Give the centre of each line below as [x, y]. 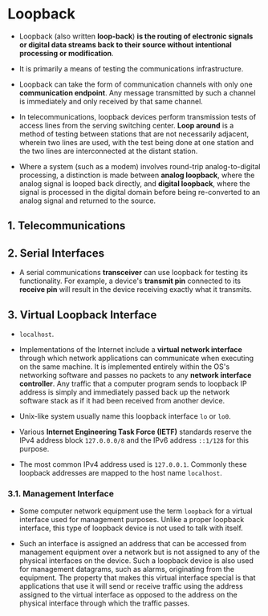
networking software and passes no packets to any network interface [135, 375]
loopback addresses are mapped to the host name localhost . [120, 472]
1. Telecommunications [67, 226]
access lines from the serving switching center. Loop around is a [126, 125]
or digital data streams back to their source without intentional [125, 44]
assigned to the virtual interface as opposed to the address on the [128, 595]
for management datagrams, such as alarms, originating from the [126, 569]
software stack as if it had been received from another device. [122, 400]
